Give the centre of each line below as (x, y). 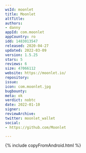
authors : (14, 23)
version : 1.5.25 (21, 55)
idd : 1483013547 (21, 41)
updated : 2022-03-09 (26, 50)
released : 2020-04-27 (27, 46)
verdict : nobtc (20, 100)
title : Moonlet (20, 14)
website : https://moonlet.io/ (36, 73)
